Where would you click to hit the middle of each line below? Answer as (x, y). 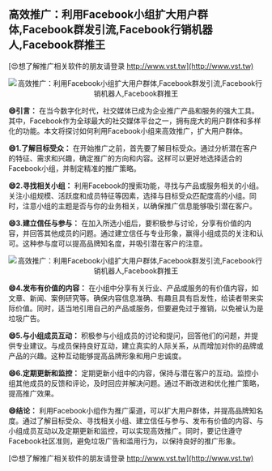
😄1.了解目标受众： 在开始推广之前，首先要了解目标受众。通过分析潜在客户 (133, 148)
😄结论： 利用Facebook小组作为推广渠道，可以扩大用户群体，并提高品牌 (129, 410)
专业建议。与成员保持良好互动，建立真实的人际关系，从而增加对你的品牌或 (139, 345)
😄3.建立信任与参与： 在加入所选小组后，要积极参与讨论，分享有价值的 (126, 223)
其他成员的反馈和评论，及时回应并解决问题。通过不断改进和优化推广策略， (139, 383)
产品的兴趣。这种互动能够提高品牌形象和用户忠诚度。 (97, 356)
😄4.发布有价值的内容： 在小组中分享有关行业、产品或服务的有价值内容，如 (134, 288)
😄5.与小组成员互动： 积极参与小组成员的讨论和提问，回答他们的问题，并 (130, 336)
